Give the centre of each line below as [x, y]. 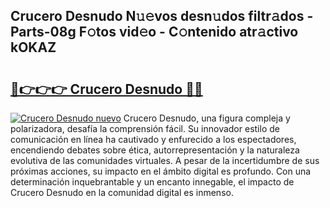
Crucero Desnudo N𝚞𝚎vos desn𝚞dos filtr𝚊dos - [162, 16]
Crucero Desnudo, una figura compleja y [207, 118]
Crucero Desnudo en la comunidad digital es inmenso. [122, 192]
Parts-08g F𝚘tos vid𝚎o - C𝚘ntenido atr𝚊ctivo [154, 32]
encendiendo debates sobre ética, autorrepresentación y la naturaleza [155, 150]
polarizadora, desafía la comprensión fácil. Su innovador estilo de [145, 128]
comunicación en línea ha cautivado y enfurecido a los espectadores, [153, 139]
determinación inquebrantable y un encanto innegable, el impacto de [152, 182]
